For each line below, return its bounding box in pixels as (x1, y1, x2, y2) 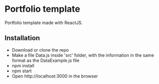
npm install (11, 62, 35, 68)
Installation (4, 34, 40, 42)
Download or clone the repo (11, 47, 69, 53)
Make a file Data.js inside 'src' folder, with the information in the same (11, 52, 155, 58)
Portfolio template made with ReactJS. (4, 20, 83, 26)
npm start (11, 68, 32, 74)
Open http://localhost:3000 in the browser (11, 73, 99, 79)
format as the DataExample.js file (11, 57, 80, 63)
